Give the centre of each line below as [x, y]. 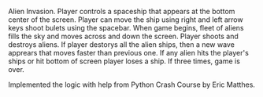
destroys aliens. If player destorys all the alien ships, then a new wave [121, 45]
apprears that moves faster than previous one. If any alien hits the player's [129, 53]
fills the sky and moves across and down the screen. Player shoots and [123, 36]
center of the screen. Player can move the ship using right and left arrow [126, 20]
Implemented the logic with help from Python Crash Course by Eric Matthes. [132, 84]
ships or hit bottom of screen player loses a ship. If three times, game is [124, 61]
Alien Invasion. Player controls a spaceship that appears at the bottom [122, 11]
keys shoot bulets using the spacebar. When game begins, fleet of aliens [126, 28]
